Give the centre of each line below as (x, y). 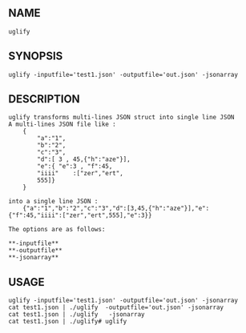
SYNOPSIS (36, 56)
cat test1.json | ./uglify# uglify (68, 322)
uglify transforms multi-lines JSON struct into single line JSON (121, 118)
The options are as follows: (57, 230)
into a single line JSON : (53, 202)
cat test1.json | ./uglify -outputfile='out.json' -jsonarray (116, 307)
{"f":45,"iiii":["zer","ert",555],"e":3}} (80, 215)
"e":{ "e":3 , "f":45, (75, 166)
